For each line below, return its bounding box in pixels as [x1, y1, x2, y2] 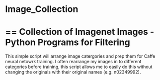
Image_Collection [5, 3, 79, 15]
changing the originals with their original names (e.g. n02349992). [5, 69, 141, 75]
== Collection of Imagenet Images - [5, 26, 155, 38]
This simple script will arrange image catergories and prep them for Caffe [5, 53, 156, 59]
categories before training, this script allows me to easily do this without [5, 64, 153, 70]
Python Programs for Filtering [5, 37, 130, 48]
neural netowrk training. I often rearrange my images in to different [5, 59, 142, 65]
